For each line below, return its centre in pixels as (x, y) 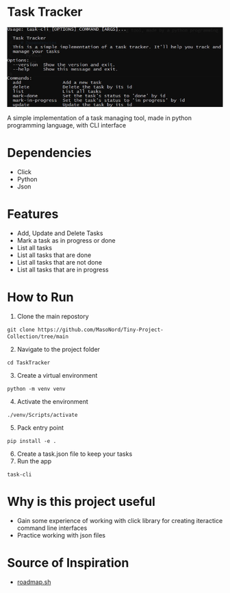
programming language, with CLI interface (67, 125)
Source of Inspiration (68, 563)
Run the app (34, 461)
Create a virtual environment (57, 375)
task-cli (20, 474)
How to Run (40, 297)
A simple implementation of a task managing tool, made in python (100, 118)
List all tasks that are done (54, 255)
